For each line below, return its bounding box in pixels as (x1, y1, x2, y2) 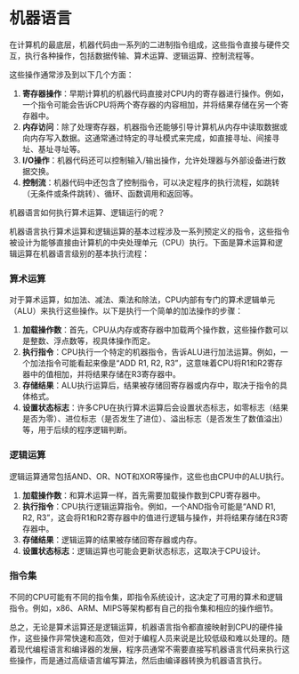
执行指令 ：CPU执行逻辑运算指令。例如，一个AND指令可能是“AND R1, (21, 501, 276, 511)
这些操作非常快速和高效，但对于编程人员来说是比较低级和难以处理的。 (24, 632, 282, 643)
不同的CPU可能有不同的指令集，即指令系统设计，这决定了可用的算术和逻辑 (9, 591, 283, 602)
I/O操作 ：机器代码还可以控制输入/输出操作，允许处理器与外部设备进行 (21, 155, 279, 165)
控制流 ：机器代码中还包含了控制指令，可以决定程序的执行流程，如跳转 (21, 177, 280, 188)
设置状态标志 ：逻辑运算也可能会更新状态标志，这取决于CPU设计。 (21, 545, 265, 556)
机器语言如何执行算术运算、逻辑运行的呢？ (9, 206, 166, 218)
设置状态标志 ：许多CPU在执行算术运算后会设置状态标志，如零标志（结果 (21, 402, 289, 413)
